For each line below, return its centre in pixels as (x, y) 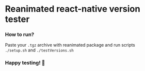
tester (17, 19)
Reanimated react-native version (73, 9)
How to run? (20, 35)
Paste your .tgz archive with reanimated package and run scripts (70, 45)
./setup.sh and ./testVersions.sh (39, 50)
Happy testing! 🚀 (25, 63)
